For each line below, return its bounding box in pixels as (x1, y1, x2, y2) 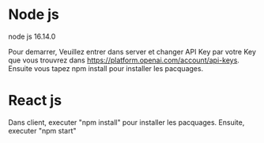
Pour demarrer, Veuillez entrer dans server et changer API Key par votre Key (8, 47, 257, 56)
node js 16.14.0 (8, 32, 56, 41)
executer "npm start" (8, 126, 77, 135)
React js (8, 92, 62, 110)
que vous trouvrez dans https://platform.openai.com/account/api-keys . (8, 55, 239, 65)
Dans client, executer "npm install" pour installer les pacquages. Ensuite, (8, 117, 245, 127)
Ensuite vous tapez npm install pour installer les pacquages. (8, 63, 204, 73)
